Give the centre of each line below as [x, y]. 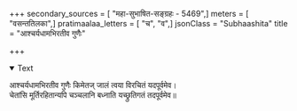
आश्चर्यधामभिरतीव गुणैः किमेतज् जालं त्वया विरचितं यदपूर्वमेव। [93, 85]
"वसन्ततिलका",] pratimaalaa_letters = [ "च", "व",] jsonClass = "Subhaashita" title [148, 23]
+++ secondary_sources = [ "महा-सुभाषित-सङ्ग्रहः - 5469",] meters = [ [129, 14]
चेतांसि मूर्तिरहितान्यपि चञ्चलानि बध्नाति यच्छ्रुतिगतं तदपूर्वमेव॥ [93, 95]
